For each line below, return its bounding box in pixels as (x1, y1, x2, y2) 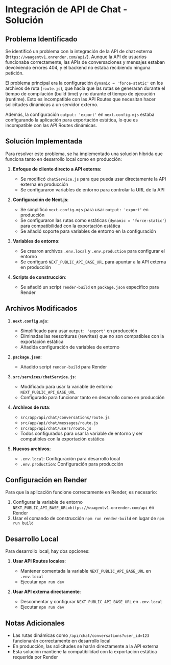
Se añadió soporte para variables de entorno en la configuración (20, 228, 157, 234)
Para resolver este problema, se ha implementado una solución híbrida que (5, 151, 163, 157)
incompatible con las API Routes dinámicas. (5, 122, 97, 128)
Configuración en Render (5, 476, 87, 484)
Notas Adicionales (5, 619, 65, 627)
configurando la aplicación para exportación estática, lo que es (5, 117, 138, 123)
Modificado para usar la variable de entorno (20, 383, 113, 389)
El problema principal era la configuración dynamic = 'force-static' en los (5, 80, 163, 86)
